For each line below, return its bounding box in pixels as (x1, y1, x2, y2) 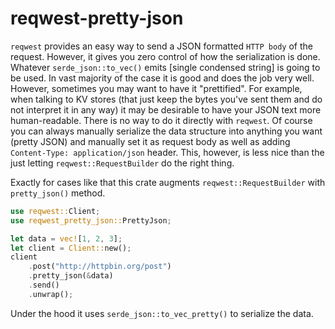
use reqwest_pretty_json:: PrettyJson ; (10, 215, 172, 226)
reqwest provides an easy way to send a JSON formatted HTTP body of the (10, 40, 313, 52)
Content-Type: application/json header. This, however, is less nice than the (10, 146, 325, 158)
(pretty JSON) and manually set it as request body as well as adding (10, 135, 291, 147)
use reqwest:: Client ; (10, 206, 101, 216)
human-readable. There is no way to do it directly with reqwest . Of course (10, 114, 313, 126)
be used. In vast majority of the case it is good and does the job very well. (10, 72, 315, 84)
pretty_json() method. (10, 187, 106, 199)
